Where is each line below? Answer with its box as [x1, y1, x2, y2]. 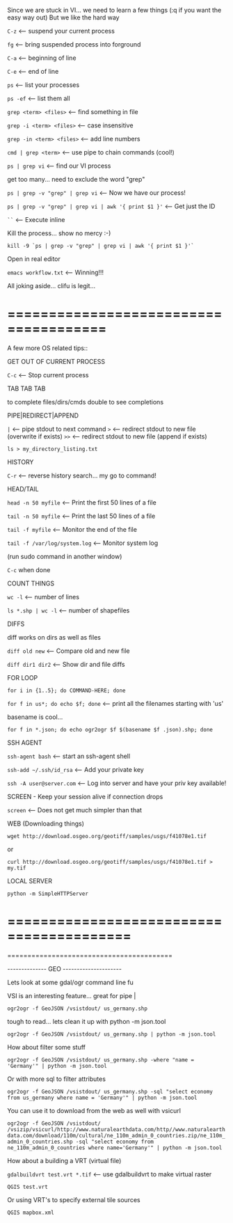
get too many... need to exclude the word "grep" [7, 175, 145, 183]
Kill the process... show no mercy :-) [7, 229, 111, 237]
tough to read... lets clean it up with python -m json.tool [7, 1017, 166, 1025]
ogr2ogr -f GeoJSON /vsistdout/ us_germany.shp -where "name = [7, 1056, 195, 1064]
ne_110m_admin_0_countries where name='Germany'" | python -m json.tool [7, 1144, 223, 1151]
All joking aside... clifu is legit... [7, 282, 96, 290]
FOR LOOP [7, 673, 38, 681]
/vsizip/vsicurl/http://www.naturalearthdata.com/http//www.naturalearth [7, 1126, 226, 1133]
